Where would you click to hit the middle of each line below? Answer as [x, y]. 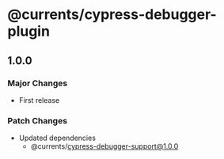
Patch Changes [38, 120]
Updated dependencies [57, 138]
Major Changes [38, 83]
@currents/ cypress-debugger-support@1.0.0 [104, 146]
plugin [29, 31]
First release [39, 100]
